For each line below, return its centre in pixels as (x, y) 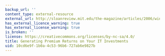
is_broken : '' (20, 32)
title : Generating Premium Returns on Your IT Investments (67, 41)
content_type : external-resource (39, 14)
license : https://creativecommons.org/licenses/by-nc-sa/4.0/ (70, 37)
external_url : (20, 19)
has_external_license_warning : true (42, 28)
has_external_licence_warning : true (42, 23)
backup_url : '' (21, 9)
